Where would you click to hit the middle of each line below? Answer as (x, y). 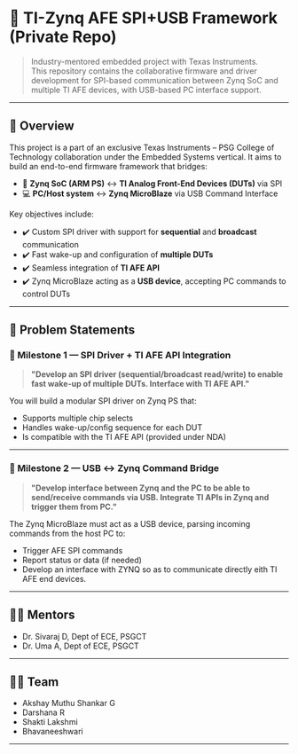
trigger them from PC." (74, 507)
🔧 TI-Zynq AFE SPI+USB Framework (143, 18)
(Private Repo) (63, 37)
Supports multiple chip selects (78, 418)
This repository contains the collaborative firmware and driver (144, 71)
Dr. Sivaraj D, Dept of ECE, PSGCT (84, 636)
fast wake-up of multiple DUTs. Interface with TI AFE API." (140, 384)
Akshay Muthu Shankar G (68, 703)
